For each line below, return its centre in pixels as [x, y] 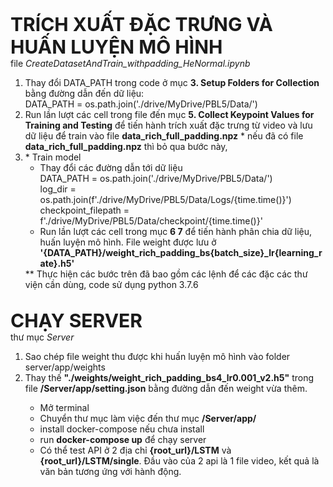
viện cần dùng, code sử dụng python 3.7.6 [111, 284]
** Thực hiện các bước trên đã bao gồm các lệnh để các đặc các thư [166, 274]
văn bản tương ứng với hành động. [110, 471]
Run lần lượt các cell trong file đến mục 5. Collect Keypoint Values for [169, 114]
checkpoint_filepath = [84, 210]
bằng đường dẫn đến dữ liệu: [84, 93]
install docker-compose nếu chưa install [122, 429]
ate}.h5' [57, 263]
